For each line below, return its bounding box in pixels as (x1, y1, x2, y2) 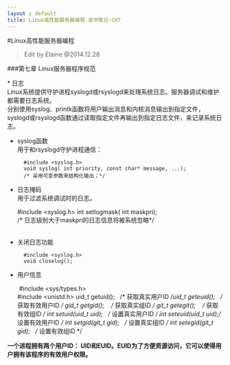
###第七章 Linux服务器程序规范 (7, 64, 96, 72)
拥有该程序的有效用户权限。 (12, 350, 91, 358)
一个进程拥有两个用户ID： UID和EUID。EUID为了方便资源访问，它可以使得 (7, 342, 216, 350)
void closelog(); (23, 258, 73, 264)
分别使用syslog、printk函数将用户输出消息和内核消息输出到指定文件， (7, 105, 205, 113)
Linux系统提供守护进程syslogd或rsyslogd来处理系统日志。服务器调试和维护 (7, 87, 220, 96)
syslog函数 (16, 136, 48, 145)
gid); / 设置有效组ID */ (16, 326, 82, 335)
